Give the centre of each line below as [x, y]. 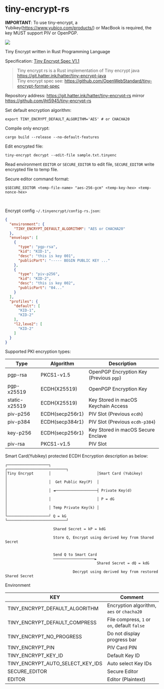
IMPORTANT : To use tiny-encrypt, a [41, 22]
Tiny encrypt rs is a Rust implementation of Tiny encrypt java [78, 70]
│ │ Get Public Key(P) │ [52, 482]
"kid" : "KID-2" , [34, 279]
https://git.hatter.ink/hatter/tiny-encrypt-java [61, 75]
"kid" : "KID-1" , [34, 252]
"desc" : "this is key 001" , [47, 256]
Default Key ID [123, 656]
